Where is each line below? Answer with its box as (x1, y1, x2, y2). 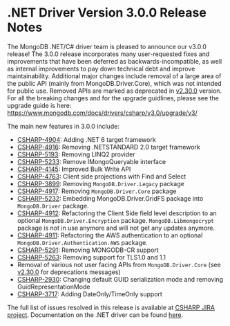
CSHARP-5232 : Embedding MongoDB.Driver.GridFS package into (17, 194, 204, 202)
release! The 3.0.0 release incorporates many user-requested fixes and (7, 50, 210, 58)
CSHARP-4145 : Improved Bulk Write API (17, 165, 131, 173)
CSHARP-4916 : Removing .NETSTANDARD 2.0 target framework (17, 143, 200, 151)
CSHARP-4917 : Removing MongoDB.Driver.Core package (17, 187, 177, 195)
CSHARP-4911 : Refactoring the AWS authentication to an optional (17, 230, 203, 239)
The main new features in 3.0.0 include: (7, 122, 119, 130)
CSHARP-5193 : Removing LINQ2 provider (17, 150, 135, 159)
